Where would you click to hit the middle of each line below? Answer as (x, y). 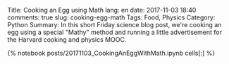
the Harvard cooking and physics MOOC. (67, 40)
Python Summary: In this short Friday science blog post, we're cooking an (114, 25)
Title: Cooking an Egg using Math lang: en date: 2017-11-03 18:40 (102, 10)
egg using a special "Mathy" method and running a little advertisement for (114, 32)
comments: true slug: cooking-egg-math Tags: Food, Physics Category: (111, 17)
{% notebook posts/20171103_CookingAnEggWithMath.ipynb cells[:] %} (111, 53)
